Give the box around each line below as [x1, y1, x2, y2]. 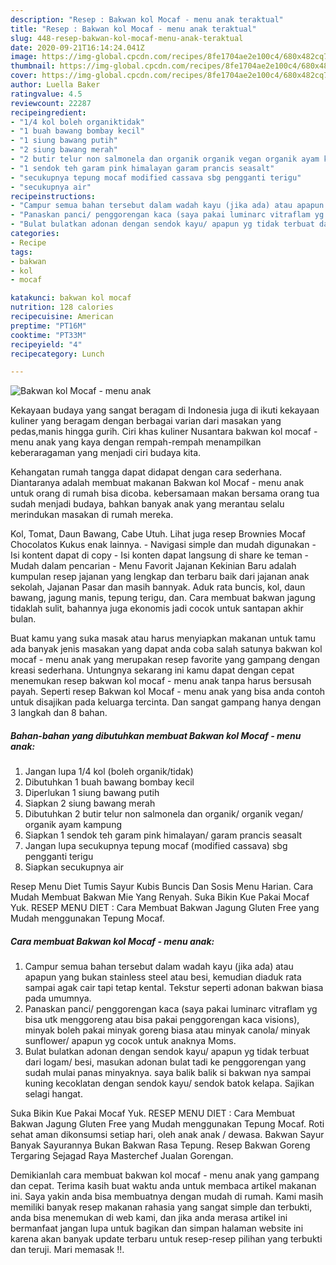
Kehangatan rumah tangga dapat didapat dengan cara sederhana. [10, 466, 283, 478]
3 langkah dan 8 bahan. [10, 707, 108, 719]
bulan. [10, 613, 37, 625]
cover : [10, 71, 38, 81]
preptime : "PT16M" [10, 321, 87, 331]
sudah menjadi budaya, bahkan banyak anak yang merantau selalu [10, 498, 285, 510]
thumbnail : [10, 61, 56, 71]
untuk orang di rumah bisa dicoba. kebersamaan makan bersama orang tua [10, 487, 320, 500]
